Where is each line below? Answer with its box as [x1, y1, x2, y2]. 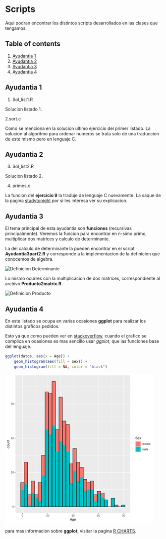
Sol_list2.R [12, 163, 34, 170]
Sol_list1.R [12, 96, 33, 103]
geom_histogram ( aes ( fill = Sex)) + [14, 359, 88, 364]
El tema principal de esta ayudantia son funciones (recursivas [5, 225, 132, 231]
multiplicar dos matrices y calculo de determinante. [5, 236, 110, 242]
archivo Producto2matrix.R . [5, 281, 63, 287]
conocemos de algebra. [5, 256, 54, 262]
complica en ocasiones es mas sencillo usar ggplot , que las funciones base [5, 338, 160, 344]
